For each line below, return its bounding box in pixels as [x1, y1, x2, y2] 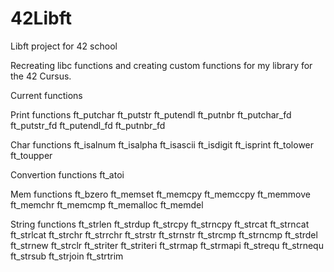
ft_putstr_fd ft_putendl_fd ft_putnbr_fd [10, 119, 166, 131]
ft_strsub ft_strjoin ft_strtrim [10, 250, 124, 262]
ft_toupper [10, 149, 53, 161]
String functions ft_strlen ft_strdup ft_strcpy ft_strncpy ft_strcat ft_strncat [10, 218, 310, 230]
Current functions [10, 89, 83, 101]
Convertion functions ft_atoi [10, 168, 125, 181]
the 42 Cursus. [10, 70, 72, 82]
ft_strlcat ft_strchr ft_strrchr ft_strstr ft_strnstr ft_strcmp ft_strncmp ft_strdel [10, 228, 318, 241]
